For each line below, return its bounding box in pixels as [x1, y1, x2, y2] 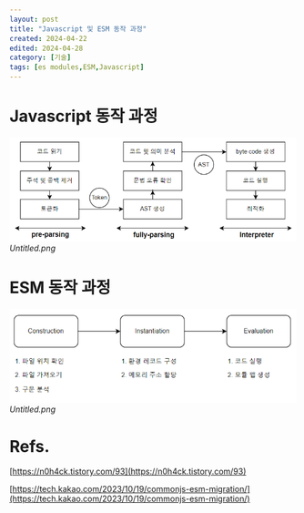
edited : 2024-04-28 [9, 44, 84, 53]
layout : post [9, 15, 59, 24]
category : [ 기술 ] [9, 53, 71, 63]
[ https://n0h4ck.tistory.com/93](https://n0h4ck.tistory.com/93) [9, 466, 247, 477]
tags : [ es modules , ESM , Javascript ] [9, 63, 145, 72]
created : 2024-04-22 [9, 34, 88, 43]
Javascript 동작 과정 [9, 106, 158, 127]
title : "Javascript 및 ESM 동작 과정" [9, 24, 147, 34]
